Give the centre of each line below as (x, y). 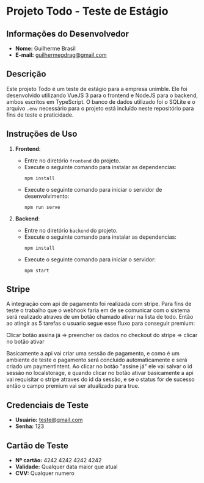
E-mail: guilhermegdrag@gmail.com (61, 55)
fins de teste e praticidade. (40, 115)
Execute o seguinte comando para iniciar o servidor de (93, 189)
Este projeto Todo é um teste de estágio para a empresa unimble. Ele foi (97, 89)
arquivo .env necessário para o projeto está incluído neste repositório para (100, 108)
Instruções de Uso (42, 134)
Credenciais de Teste (47, 405)
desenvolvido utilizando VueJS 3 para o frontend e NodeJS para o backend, (102, 95)
